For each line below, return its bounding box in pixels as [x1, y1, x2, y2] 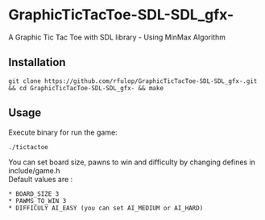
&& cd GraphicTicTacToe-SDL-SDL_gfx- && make [8, 84, 164, 92]
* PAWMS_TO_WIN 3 [8, 197, 67, 205]
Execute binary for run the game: [8, 127, 118, 137]
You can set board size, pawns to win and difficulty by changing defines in [8, 157, 256, 167]
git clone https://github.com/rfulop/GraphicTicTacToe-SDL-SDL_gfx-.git [8, 77, 258, 85]
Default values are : [8, 174, 73, 184]
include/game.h [8, 165, 60, 175]
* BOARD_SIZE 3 [8, 189, 60, 198]
